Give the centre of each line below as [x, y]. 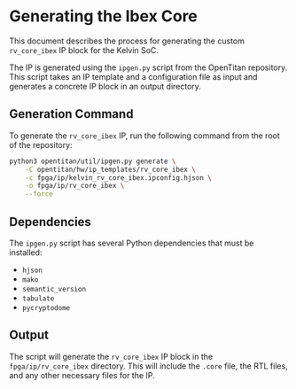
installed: [26, 252]
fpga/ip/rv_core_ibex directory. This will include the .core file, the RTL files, [148, 366]
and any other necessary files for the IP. [82, 375]
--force [39, 194]
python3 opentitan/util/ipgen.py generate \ [93, 161]
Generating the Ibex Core [103, 16]
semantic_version [54, 289]
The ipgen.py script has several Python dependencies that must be [132, 243]
